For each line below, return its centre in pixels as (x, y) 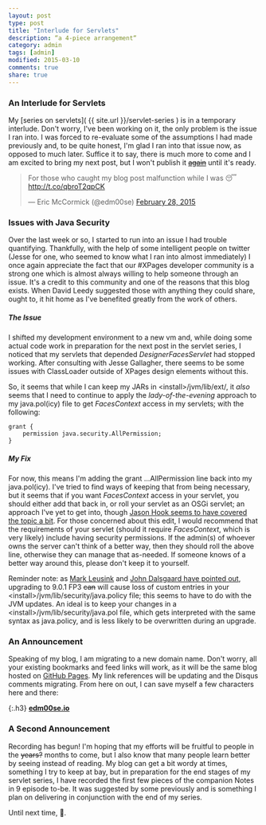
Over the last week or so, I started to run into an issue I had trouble (117, 240)
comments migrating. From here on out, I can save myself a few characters (131, 684)
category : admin (35, 45)
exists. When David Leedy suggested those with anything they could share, (132, 291)
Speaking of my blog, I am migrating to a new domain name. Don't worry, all (133, 659)
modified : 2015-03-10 (44, 61)
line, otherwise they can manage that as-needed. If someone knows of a (127, 555)
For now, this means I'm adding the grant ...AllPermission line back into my (130, 478)
